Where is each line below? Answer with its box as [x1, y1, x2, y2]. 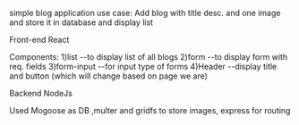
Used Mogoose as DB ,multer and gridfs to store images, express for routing [9, 105, 291, 115]
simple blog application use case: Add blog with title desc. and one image [9, 8, 281, 18]
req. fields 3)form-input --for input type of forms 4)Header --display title [9, 62, 278, 71]
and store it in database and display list [9, 17, 154, 28]
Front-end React [9, 35, 70, 45]
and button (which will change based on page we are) [9, 71, 209, 81]
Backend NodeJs [9, 88, 73, 98]
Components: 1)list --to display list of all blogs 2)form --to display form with [9, 52, 288, 62]
